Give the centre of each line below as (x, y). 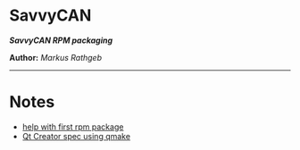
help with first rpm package (73, 127)
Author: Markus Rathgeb (56, 57)
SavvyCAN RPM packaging (61, 40)
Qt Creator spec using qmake (76, 136)
